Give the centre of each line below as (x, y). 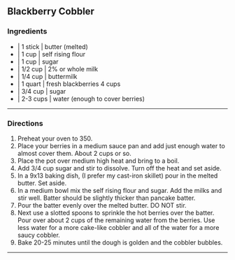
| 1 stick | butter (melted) (53, 46)
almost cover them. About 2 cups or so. (74, 153)
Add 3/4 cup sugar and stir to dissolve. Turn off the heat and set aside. (119, 168)
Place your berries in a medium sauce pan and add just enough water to (121, 145)
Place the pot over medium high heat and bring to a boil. (98, 161)
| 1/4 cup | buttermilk (47, 76)
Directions (25, 123)
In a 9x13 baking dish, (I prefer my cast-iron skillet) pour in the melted (117, 175)
